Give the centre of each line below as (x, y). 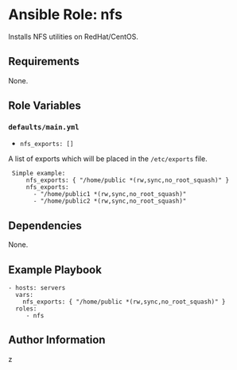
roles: (26, 309)
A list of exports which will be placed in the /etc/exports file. (108, 159)
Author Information (57, 340)
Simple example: (39, 173)
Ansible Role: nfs (66, 15)
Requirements (44, 62)
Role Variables (45, 106)
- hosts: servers (37, 288)
